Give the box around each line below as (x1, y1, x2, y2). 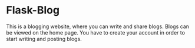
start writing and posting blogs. (6, 35, 82, 42)
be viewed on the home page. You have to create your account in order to (6, 29, 186, 36)
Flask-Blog (6, 4, 60, 17)
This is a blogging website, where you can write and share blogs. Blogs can (6, 23, 190, 30)
